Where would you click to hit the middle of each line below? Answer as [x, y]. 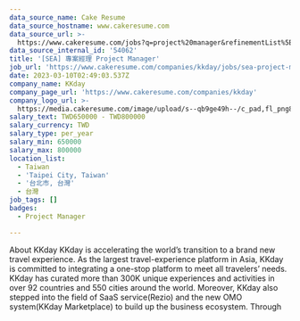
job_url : [25, 68]
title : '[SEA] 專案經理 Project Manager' [85, 59]
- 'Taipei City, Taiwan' [63, 175]
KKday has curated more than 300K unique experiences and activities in [142, 278]
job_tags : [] [33, 200]
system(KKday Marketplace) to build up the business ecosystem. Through [146, 306]
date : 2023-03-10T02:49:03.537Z [69, 76]
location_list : [37, 158]
